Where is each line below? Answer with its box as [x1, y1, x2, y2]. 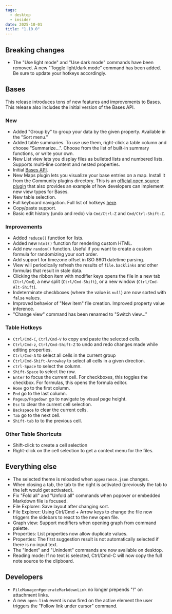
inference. [12, 306, 35, 312]
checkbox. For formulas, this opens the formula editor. [12, 379, 128, 386]
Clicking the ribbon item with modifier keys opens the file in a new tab [12, 273, 161, 279]
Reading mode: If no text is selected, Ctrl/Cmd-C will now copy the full [12, 552, 162, 559]
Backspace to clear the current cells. [12, 407, 88, 413]
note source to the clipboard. [12, 558, 74, 564]
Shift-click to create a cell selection [12, 442, 88, 448]
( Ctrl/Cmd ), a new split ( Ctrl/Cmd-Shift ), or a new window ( [12, 278, 139, 285]
